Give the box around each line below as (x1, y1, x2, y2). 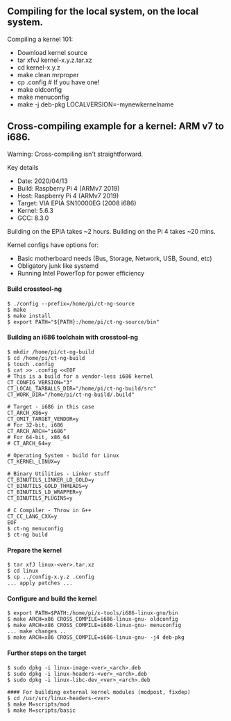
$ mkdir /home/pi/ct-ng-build (7, 349, 95, 356)
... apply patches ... (7, 580, 73, 587)
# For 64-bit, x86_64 (7, 434, 70, 441)
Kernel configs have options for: (7, 240, 99, 249)
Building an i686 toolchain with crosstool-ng (7, 333, 139, 342)
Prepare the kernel (7, 546, 62, 554)
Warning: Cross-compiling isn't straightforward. (7, 150, 144, 158)
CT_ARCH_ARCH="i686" (7, 428, 67, 435)
